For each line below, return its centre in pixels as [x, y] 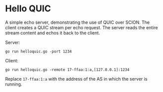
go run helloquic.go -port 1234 [38, 51]
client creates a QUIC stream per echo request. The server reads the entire [82, 27]
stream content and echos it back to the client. [53, 33]
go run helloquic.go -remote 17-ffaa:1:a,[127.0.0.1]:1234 [67, 70]
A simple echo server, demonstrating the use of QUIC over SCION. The [78, 22]
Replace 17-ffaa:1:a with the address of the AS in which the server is [76, 79]
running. [14, 84]
